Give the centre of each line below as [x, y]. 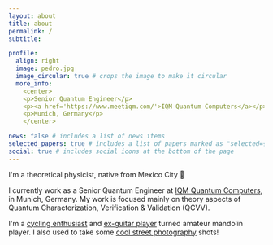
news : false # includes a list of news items [87, 136]
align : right [38, 61]
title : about [30, 24]
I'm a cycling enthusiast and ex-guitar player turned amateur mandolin [126, 223]
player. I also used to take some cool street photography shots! [114, 232]
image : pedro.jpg [45, 69]
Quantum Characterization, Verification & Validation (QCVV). [109, 208]
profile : [23, 54]
